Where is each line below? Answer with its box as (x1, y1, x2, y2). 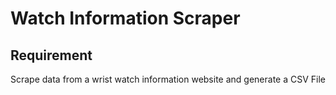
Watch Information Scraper (10, 7, 241, 30)
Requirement (10, 47, 93, 64)
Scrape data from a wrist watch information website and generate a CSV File (10, 73, 327, 85)
